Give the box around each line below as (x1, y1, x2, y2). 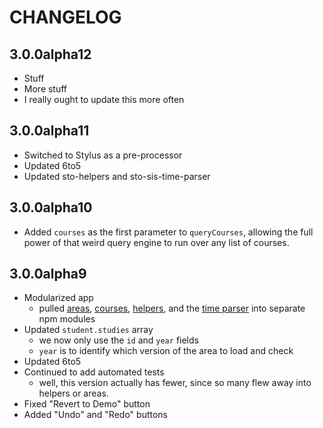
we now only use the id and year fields (38, 334, 199, 346)
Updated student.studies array (23, 324, 154, 336)
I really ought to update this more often (23, 94, 185, 105)
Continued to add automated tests (23, 366, 165, 378)
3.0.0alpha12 (9, 46, 92, 63)
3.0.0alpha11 (9, 122, 90, 140)
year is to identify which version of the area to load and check (38, 345, 294, 357)
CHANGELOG (9, 6, 122, 29)
